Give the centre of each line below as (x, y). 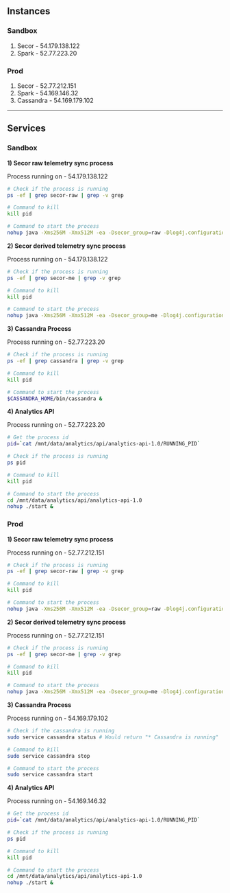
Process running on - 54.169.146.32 (57, 801)
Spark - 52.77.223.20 (47, 53)
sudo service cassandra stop (49, 756)
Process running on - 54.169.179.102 (57, 718)
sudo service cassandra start (50, 775)
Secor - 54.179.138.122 (48, 46)
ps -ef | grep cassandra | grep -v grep (66, 361)
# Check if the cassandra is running (61, 731)
